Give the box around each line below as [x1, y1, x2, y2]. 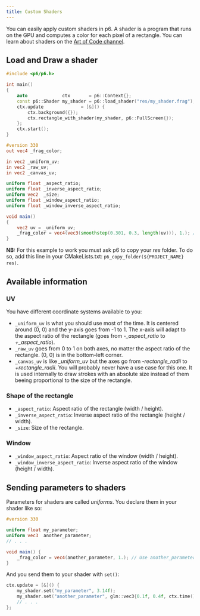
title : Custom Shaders [6, 8, 62, 15]
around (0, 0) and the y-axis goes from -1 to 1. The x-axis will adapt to [14, 326, 186, 333]
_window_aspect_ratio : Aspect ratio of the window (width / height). [14, 452, 179, 460]
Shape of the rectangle [6, 392, 74, 400]
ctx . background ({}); [27, 109, 79, 115]
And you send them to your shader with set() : [6, 571, 120, 578]
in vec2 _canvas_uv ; [6, 170, 58, 176]
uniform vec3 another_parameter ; [6, 532, 92, 539]
